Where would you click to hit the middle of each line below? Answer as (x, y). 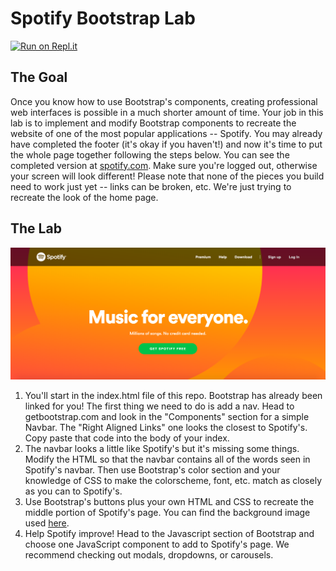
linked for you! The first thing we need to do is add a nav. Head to (159, 406)
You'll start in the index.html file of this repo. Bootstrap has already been (173, 395)
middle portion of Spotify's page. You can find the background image (167, 512)
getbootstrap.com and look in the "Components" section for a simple (167, 416)
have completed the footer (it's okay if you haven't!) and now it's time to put (166, 144)
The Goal (39, 77)
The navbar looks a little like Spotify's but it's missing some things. (162, 448)
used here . (47, 523)
